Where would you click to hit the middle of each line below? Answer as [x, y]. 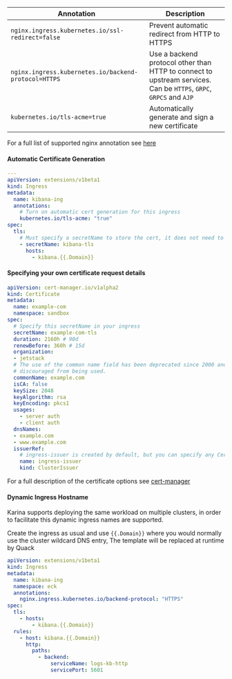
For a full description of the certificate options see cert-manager [99, 482]
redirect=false [36, 37]
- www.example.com [40, 442]
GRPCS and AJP [172, 97]
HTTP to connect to [181, 71]
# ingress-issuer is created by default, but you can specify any [117, 455]
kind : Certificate [33, 294]
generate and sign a [182, 117]
